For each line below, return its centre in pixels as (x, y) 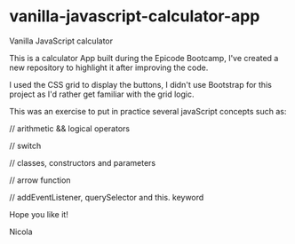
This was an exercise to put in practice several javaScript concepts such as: (148, 111)
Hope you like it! (39, 214)
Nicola (21, 232)
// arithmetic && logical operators (70, 128)
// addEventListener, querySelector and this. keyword (107, 197)
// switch (25, 146)
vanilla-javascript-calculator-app (135, 16)
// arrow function (40, 180)
